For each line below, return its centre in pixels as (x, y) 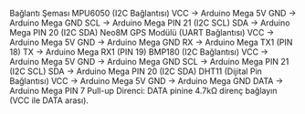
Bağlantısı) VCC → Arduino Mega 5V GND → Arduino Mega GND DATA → (147, 81)
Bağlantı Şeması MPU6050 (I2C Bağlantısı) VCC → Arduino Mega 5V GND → (153, 13)
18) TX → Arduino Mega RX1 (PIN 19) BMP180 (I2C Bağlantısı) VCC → (139, 52)
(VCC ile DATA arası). (49, 100)
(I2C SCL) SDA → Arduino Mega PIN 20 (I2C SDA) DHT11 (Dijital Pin (136, 71)
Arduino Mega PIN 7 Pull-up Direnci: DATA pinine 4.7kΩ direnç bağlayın (143, 91)
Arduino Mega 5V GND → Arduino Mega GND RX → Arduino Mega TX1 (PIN (151, 42)
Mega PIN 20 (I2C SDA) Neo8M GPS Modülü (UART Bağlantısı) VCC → (142, 32)
